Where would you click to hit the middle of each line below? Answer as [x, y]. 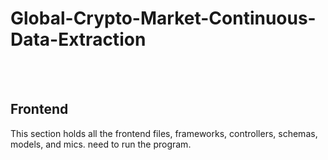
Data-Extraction [78, 39]
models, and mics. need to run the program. [101, 144]
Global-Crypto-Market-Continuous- [163, 18]
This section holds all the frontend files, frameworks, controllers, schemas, [164, 133]
